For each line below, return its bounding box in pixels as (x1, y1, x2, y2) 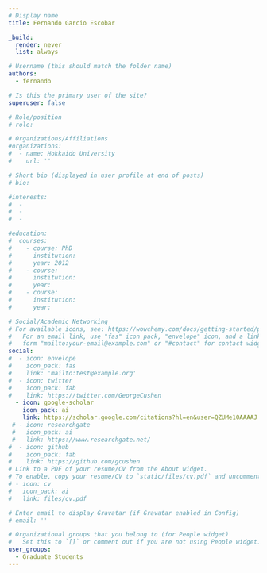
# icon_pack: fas (8, 362, 77, 370)
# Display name (8, 11, 59, 20)
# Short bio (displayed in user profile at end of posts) (8, 171, 204, 179)
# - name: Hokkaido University (8, 150, 115, 158)
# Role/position (8, 113, 62, 121)
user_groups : (8, 545, 52, 554)
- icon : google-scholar (15, 398, 94, 407)
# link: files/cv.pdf (8, 494, 87, 502)
